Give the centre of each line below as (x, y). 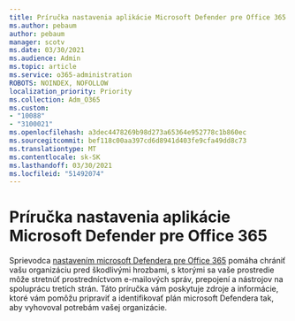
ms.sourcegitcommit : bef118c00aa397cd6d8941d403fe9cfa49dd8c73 (128, 141)
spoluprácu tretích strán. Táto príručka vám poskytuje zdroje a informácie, (144, 289)
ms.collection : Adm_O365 (55, 99)
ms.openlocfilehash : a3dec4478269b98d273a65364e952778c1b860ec (128, 133)
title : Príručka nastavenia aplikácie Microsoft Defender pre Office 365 (148, 17)
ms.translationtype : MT (53, 149)
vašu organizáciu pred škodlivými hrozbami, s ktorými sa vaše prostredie (142, 270)
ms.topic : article (43, 67)
